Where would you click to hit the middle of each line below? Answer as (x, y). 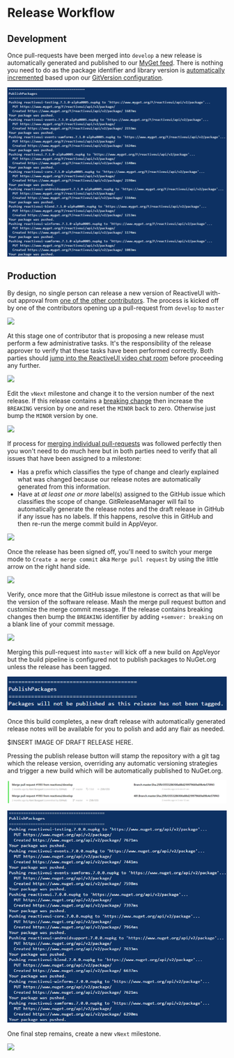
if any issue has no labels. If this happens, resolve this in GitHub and (115, 516)
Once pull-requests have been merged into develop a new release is (104, 55)
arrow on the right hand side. (49, 566)
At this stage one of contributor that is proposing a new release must (106, 336)
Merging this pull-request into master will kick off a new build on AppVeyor (114, 652)
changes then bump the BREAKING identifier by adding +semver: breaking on (115, 616)
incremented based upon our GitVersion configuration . (85, 77)
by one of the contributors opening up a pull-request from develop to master (116, 308)
